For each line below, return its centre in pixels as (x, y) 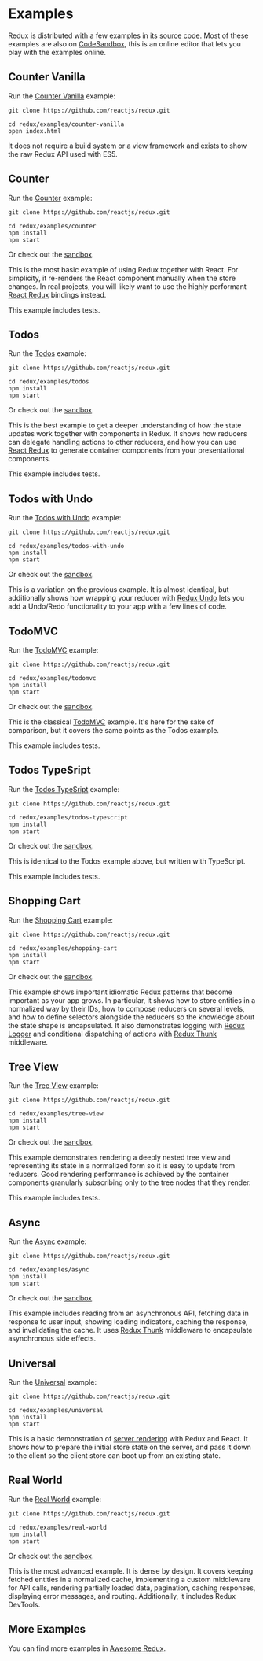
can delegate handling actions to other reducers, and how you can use (122, 442)
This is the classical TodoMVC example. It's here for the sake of (111, 722)
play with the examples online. (57, 52)
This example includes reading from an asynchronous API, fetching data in (129, 1313)
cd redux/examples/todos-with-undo (66, 546)
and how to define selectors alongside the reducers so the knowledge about (131, 1017)
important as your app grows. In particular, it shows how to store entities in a (132, 1000)
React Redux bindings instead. (57, 294)
